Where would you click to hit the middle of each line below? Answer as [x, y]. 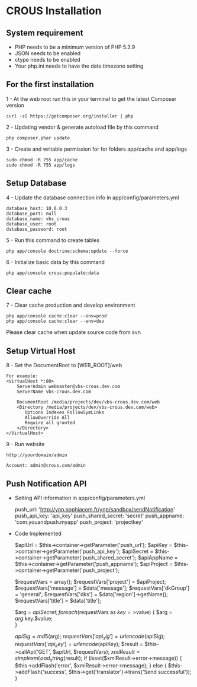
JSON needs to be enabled [48, 53]
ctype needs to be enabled [48, 60]
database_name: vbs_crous [38, 219]
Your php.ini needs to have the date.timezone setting [79, 66]
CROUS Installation [54, 11]
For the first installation [50, 85]
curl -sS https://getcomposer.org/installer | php [70, 116]
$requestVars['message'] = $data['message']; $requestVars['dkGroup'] [102, 588]
